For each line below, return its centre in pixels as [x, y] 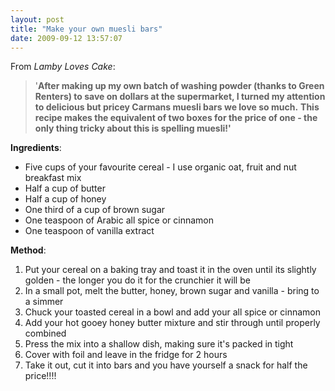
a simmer [44, 302]
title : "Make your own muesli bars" [86, 29]
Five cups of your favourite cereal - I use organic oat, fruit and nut [160, 167]
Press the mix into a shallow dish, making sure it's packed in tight [159, 344]
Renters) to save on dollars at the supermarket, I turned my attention [180, 97]
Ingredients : [36, 148]
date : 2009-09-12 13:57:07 [66, 38]
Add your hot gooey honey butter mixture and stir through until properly [172, 323]
